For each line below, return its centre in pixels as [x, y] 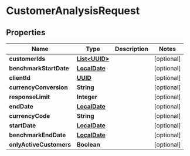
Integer [87, 97]
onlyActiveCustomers [40, 145]
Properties [26, 33]
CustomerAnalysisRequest [73, 11]
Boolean [89, 145]
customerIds [27, 59]
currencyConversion [39, 87]
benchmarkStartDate [39, 68]
